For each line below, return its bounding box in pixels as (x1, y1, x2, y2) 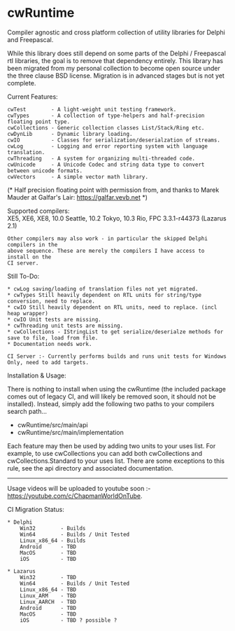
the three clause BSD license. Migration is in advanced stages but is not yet (7, 71, 225, 80)
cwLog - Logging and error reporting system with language (7, 142, 208, 150)
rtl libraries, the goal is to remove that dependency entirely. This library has (7, 56, 224, 64)
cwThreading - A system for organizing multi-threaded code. (7, 155, 196, 162)
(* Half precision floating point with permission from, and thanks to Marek (7, 186, 220, 194)
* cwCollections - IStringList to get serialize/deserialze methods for (7, 328, 224, 335)
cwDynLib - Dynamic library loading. (7, 130, 133, 137)
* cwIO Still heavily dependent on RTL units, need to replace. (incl (7, 303, 218, 311)
